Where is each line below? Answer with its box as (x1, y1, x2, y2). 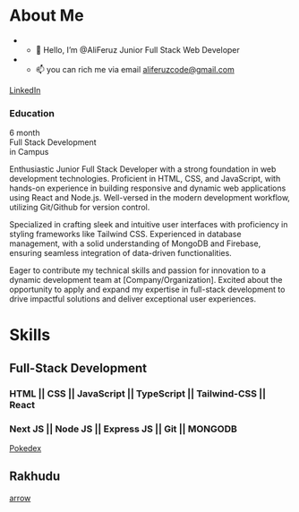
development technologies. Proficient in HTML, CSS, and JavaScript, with (9, 174, 281, 184)
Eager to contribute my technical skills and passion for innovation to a (9, 265, 267, 276)
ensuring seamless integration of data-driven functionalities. (9, 248, 233, 259)
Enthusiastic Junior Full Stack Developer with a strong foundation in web (9, 164, 277, 175)
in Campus (9, 147, 49, 158)
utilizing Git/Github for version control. (9, 202, 150, 213)
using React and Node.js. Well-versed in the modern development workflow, (9, 192, 291, 203)
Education (9, 107, 56, 119)
